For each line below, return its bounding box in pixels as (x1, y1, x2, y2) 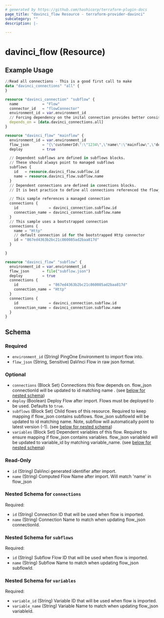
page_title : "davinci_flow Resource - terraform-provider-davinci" (5, 12, 145, 17)
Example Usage (5, 66, 54, 74)
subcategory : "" (5, 16, 38, 21)
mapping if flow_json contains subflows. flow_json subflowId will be (12, 414, 149, 420)
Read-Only (5, 457, 32, 464)
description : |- (5, 21, 38, 26)
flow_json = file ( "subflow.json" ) (9, 269, 91, 273)
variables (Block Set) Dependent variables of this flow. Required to (12, 429, 147, 435)
